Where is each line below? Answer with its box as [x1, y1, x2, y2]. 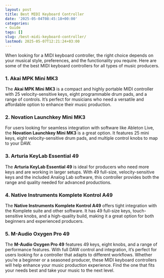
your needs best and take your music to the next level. [5, 267, 115, 274]
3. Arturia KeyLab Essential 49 [5, 152, 79, 159]
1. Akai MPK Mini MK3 [5, 75, 58, 82]
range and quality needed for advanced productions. [5, 179, 112, 185]
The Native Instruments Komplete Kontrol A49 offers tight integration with [5, 202, 157, 208]
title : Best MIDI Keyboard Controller [5, 12, 84, 17]
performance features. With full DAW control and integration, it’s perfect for [5, 247, 157, 253]
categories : [5, 21, 29, 26]
